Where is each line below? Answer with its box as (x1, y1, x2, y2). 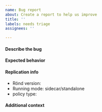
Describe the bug (5, 46, 42, 52)
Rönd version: (12, 80, 41, 86)
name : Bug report (5, 7, 41, 13)
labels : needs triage (5, 21, 50, 27)
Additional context (5, 102, 45, 108)
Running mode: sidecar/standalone (12, 85, 85, 91)
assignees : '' (5, 26, 35, 31)
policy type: (12, 91, 37, 97)
